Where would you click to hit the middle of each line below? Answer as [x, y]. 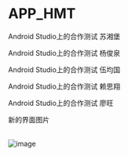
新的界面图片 [29, 119]
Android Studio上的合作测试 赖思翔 [64, 86]
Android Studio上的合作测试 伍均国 [64, 69]
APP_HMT [42, 14]
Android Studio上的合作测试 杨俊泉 [64, 53]
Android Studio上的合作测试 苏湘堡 [64, 36]
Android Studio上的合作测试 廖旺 [61, 103]
